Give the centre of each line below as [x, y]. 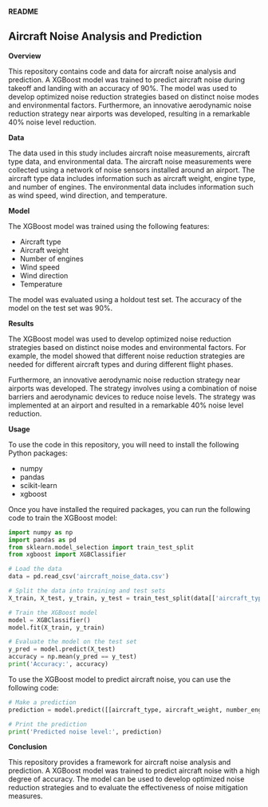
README [23, 12]
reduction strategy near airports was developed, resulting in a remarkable [129, 113]
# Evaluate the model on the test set [73, 642]
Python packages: [38, 453]
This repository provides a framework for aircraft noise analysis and [120, 762]
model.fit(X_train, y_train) [57, 628]
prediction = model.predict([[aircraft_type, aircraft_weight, [116, 710]
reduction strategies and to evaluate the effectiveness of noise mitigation [128, 788]
